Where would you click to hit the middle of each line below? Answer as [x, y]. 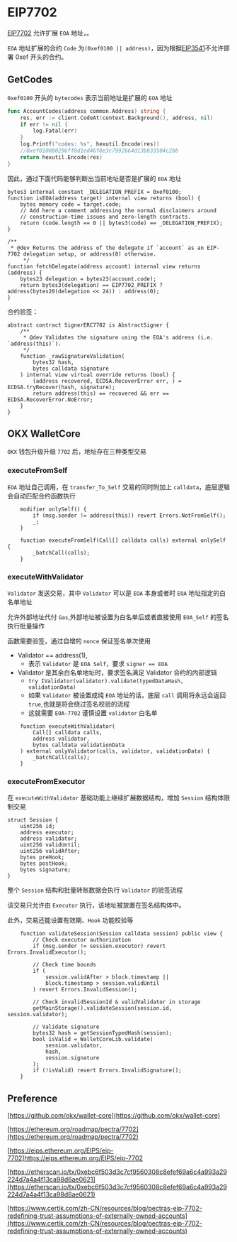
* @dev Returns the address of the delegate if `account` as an [107, 248]
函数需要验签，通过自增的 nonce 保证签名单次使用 [79, 641]
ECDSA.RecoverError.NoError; [50, 399]
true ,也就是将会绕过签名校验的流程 [79, 704]
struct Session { [33, 820]
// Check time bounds [65, 965]
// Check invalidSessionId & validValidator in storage [117, 1002]
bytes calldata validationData [79, 745]
